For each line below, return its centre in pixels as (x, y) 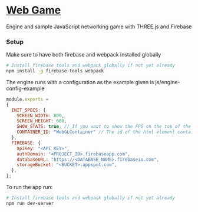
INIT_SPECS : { (29, 110)
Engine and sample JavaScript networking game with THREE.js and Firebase (99, 26)
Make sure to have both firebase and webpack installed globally (84, 55)
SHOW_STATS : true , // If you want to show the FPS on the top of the (104, 127)
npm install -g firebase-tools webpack (55, 71)
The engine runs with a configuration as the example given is (80, 82)
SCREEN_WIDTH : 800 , (41, 115)
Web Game (34, 10)
